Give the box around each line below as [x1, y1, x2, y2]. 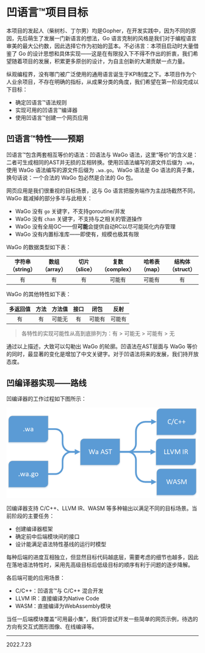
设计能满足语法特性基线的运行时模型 [15, 540, 107, 547]
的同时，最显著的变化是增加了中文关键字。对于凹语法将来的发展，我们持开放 [6, 351, 199, 358]
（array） [41, 266, 67, 273]
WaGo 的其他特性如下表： [6, 291, 71, 297]
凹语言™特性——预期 [6, 134, 84, 144]
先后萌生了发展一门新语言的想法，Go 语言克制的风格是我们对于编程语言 [16, 34, 197, 42]
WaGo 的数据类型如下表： [6, 243, 71, 250]
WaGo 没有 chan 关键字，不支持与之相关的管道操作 [15, 215, 143, 222]
